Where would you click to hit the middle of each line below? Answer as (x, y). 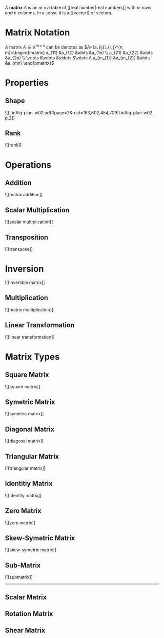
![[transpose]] (19, 249)
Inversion (25, 269)
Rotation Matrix (29, 614)
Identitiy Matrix (29, 484)
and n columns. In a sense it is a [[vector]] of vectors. (59, 13)
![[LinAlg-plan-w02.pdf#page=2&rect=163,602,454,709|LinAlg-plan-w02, (79, 112)
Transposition (27, 237)
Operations (28, 165)
